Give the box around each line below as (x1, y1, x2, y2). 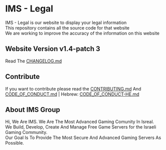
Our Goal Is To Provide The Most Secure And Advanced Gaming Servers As (5, 134, 161, 140)
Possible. (5, 140, 24, 146)
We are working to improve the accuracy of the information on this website (5, 30, 159, 36)
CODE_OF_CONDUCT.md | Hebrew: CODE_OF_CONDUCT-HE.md (5, 91, 139, 97)
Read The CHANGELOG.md (5, 58, 62, 64)
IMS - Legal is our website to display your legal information (5, 19, 127, 25)
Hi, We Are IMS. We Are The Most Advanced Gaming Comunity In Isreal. (5, 118, 154, 125)
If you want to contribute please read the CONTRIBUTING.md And (5, 85, 141, 91)
